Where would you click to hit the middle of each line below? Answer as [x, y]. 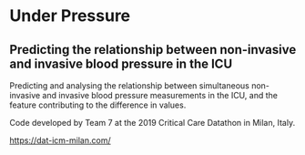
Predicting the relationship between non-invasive [153, 50]
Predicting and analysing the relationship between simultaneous [130, 86]
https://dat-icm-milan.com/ [60, 140]
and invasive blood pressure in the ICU [121, 63]
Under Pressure [70, 16]
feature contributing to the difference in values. [98, 105]
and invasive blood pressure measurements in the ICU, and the [160, 95]
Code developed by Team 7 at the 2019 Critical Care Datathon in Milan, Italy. [152, 123]
